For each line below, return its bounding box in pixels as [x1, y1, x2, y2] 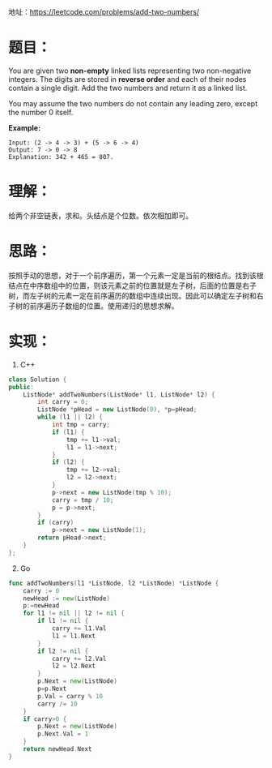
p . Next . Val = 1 [37, 730, 89, 738]
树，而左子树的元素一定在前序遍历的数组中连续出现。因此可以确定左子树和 [8, 290, 257, 300]
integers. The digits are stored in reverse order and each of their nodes [8, 74, 247, 84]
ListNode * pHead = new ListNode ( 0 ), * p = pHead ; [37, 405, 198, 414]
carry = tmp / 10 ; [51, 496, 114, 504]
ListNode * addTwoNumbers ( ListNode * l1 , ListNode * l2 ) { [23, 390, 216, 399]
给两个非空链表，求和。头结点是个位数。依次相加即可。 [8, 210, 193, 221]
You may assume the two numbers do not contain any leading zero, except [8, 98, 257, 108]
